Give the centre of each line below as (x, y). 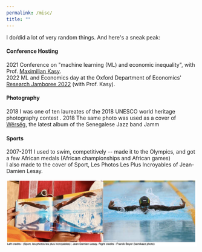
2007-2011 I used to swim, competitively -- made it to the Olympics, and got (101, 152)
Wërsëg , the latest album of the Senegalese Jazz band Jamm (83, 124)
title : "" (19, 19)
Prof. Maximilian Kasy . (34, 71)
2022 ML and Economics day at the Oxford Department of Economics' (94, 77)
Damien (16, 171)
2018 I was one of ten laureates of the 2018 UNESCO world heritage (91, 111)
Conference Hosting (32, 51)
